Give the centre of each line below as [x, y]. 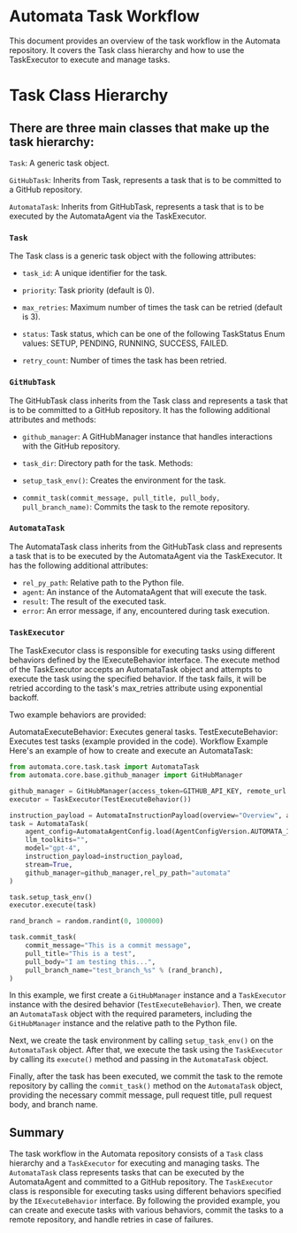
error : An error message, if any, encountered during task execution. [146, 610]
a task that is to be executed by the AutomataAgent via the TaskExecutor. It [146, 555]
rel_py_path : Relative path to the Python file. [103, 582]
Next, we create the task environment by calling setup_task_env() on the [141, 1040]
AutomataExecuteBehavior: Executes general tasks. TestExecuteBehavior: [144, 732]
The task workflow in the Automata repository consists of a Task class [136, 1154]
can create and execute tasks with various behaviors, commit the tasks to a [147, 1210]
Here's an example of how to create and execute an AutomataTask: [131, 751]
